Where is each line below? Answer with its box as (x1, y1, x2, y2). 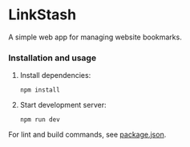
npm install (19, 86, 60, 94)
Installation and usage (8, 52, 97, 63)
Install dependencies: (19, 71, 91, 80)
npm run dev (19, 116, 60, 124)
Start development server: (19, 100, 107, 110)
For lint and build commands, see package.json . (8, 130, 167, 140)
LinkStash (8, 6, 77, 24)
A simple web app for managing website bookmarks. (8, 32, 182, 42)
